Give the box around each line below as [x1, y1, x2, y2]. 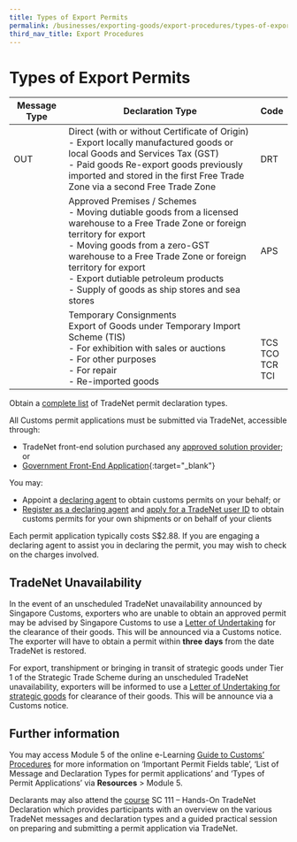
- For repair [68, 364, 118, 377]
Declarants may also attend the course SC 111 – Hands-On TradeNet [9, 794, 256, 805]
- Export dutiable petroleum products [68, 272, 224, 285]
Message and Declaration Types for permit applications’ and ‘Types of [9, 768, 265, 778]
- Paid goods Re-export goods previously [68, 158, 243, 171]
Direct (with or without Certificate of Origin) [68, 126, 249, 138]
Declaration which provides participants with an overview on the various [9, 804, 272, 815]
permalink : [9, 21, 49, 30]
